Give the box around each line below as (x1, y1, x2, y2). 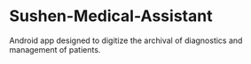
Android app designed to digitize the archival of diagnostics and (9, 35, 243, 46)
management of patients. (9, 44, 101, 54)
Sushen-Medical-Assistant (9, 6, 213, 26)
